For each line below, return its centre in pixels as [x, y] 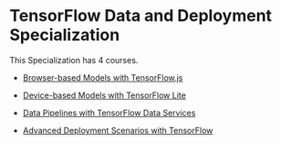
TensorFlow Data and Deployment [140, 16]
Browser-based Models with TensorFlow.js [103, 77]
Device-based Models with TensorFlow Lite [104, 95]
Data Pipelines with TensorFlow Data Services [109, 112]
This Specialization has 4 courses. [74, 60]
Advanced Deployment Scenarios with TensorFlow [118, 130]
